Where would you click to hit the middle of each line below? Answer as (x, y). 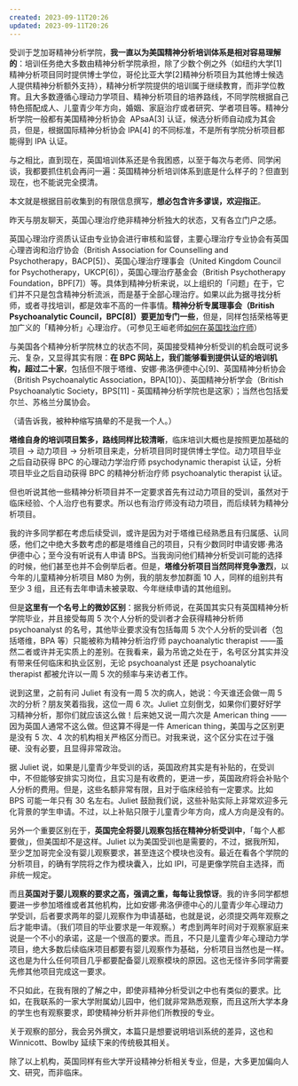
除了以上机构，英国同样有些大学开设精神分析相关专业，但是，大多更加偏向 (145, 1061)
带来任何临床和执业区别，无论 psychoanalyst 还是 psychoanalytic (137, 662)
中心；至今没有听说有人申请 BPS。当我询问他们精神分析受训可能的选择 (154, 555)
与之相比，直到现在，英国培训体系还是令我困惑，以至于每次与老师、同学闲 (145, 160)
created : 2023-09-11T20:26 (59, 17)
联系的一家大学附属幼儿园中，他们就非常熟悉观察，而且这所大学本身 (164, 1001)
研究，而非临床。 (55, 1072)
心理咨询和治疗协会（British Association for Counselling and (119, 250)
